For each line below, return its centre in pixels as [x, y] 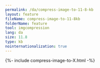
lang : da [14, 33]
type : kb [14, 42]
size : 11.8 [16, 37]
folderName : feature [26, 23]
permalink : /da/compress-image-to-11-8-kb [49, 10]
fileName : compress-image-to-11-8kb [43, 19]
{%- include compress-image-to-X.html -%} [50, 60]
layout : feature [22, 14]
